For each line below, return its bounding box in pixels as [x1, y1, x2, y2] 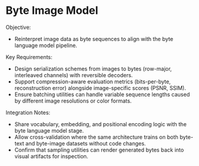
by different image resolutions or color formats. [14, 97, 132, 104]
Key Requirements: [5, 53, 52, 60]
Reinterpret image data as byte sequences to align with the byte [14, 35, 174, 42]
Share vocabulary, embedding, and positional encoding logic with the [14, 120, 187, 127]
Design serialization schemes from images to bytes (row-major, [14, 65, 172, 72]
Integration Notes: [5, 109, 51, 116]
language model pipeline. [14, 42, 78, 49]
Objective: [5, 24, 31, 31]
